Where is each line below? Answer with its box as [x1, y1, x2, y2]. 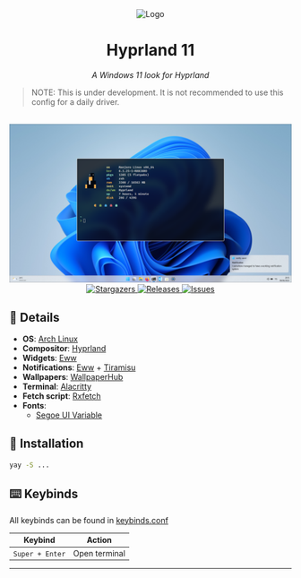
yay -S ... [9, 461, 50, 470]
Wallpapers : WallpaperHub [21, 372, 124, 383]
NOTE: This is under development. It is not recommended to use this [30, 87, 284, 98]
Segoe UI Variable [35, 410, 103, 420]
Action [86, 535, 112, 546]
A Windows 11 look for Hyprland [91, 69, 210, 80]
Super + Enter [13, 549, 66, 558]
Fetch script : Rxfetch [21, 391, 101, 401]
